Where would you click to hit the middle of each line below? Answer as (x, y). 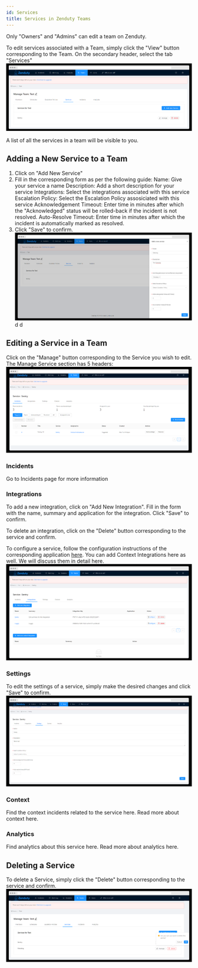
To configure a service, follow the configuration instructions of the (86, 549)
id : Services (22, 12)
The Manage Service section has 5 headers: (60, 363)
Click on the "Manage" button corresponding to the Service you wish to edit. (99, 357)
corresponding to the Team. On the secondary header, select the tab (89, 54)
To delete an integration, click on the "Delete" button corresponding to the (96, 531)
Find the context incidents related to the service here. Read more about (93, 813)
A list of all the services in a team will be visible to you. (72, 140)
